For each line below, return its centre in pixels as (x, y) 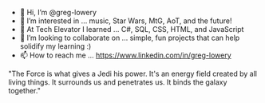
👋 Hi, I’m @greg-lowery (58, 12)
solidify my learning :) (55, 46)
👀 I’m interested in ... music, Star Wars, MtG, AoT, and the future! (126, 21)
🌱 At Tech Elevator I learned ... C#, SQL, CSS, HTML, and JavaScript (132, 29)
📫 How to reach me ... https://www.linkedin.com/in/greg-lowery (125, 55)
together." (25, 91)
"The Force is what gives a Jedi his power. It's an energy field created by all (133, 73)
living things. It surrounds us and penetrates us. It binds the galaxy (118, 82)
